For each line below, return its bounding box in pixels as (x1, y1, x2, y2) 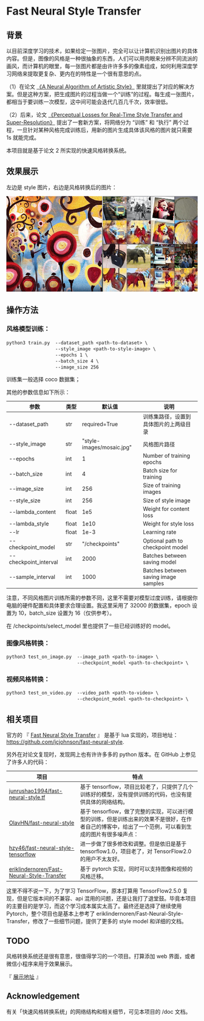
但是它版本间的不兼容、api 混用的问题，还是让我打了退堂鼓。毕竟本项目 (16, 895, 196, 902)
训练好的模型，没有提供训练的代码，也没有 (80, 791, 187, 798)
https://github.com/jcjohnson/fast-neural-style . (6, 738, 124, 746)
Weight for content (143, 505, 190, 512)
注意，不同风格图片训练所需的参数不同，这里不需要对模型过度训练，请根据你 (6, 594, 198, 601)
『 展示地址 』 (6, 973, 41, 980)
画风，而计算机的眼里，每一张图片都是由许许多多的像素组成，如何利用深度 (6, 63, 192, 69)
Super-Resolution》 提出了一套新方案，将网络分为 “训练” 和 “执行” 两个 (6, 119, 184, 126)
